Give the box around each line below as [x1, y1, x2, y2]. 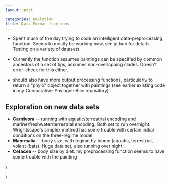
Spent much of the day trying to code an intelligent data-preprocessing [12, 35, 162, 41]
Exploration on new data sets [5, 102, 100, 111]
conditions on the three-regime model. [12, 132, 94, 138]
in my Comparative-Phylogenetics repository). [12, 88, 110, 94]
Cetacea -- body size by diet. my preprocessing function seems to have [12, 148, 165, 154]
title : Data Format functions [5, 21, 70, 27]
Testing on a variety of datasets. [12, 46, 81, 52]
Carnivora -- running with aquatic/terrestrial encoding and [12, 116, 136, 122]
